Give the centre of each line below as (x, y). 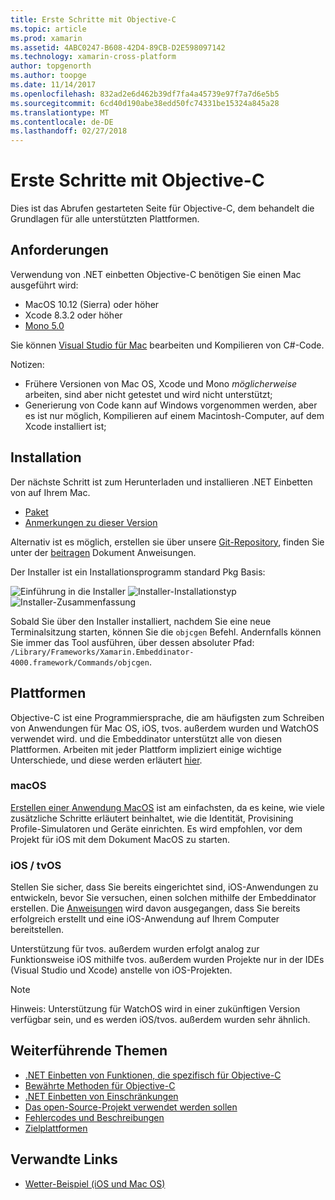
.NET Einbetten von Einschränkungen (101, 1096)
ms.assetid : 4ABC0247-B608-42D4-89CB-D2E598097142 (118, 47)
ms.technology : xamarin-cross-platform (93, 57)
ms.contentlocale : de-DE (62, 122)
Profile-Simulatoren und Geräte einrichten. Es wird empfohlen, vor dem (156, 828)
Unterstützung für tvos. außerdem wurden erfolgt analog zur (135, 949)
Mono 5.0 (44, 325)
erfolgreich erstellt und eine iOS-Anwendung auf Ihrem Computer (145, 919)
